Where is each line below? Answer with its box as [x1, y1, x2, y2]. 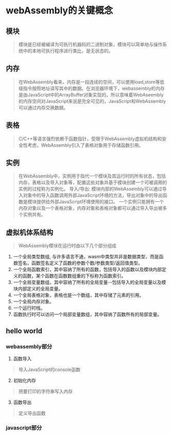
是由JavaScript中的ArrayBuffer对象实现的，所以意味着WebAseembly [18, 91, 164, 98]
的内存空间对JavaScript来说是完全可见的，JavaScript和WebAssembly [18, 98, 166, 104]
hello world [6, 327, 43, 335]
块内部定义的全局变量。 [13, 286, 63, 292]
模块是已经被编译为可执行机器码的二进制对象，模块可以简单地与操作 [18, 42, 163, 47]
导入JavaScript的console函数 [18, 366, 81, 372]
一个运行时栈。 [13, 305, 45, 311]
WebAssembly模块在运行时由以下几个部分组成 [18, 242, 117, 249]
